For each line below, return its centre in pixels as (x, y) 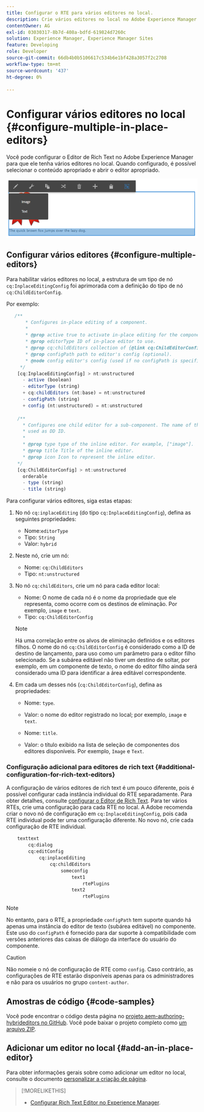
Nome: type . (39, 703)
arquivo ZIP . (21, 1029)
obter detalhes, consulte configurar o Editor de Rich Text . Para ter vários (97, 801)
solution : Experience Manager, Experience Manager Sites (80, 39)
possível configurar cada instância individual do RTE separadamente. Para (99, 794)
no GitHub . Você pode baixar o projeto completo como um (114, 1022)
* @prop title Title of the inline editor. (78, 451)
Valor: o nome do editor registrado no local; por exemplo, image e (105, 715)
